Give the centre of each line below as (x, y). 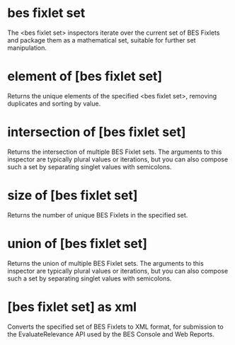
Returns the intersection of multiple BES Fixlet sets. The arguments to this (115, 152)
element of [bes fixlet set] (85, 77)
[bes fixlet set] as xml (72, 307)
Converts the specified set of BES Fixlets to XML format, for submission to (116, 327)
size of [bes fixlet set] (73, 196)
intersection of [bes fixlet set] (97, 132)
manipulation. (27, 47)
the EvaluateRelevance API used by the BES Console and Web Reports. (111, 334)
